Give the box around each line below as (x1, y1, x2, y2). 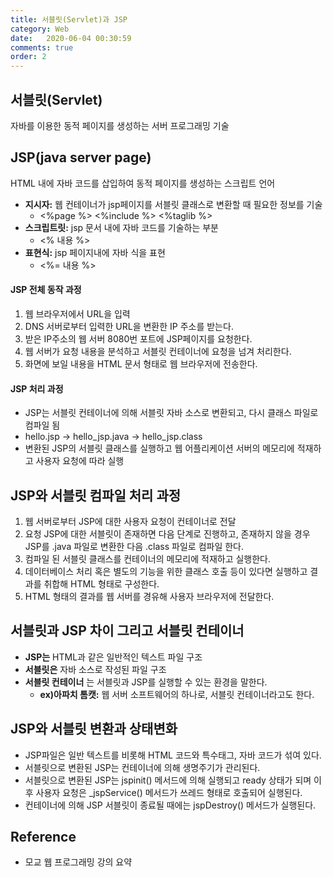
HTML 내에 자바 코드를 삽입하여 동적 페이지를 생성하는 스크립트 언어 (10, 177, 276, 189)
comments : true (10, 42, 74, 53)
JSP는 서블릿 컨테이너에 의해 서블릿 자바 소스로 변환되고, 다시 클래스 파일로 (24, 407, 319, 419)
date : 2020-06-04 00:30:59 (10, 33, 132, 43)
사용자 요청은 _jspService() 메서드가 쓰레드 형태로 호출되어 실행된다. (35, 786, 303, 798)
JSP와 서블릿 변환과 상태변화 (10, 721, 178, 738)
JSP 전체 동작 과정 (10, 284, 82, 296)
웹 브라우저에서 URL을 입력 (24, 307, 131, 320)
